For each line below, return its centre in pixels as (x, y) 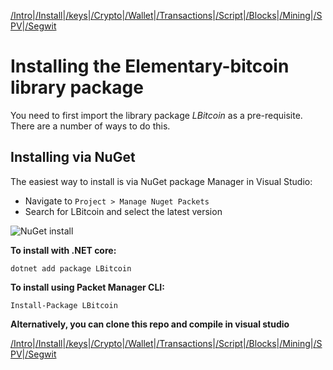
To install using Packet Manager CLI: (87, 287)
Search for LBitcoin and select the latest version (123, 211)
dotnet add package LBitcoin (71, 268)
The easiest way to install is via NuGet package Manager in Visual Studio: (161, 181)
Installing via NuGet (73, 157)
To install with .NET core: (63, 250)
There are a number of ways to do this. (90, 126)
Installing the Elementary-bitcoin (150, 66)
